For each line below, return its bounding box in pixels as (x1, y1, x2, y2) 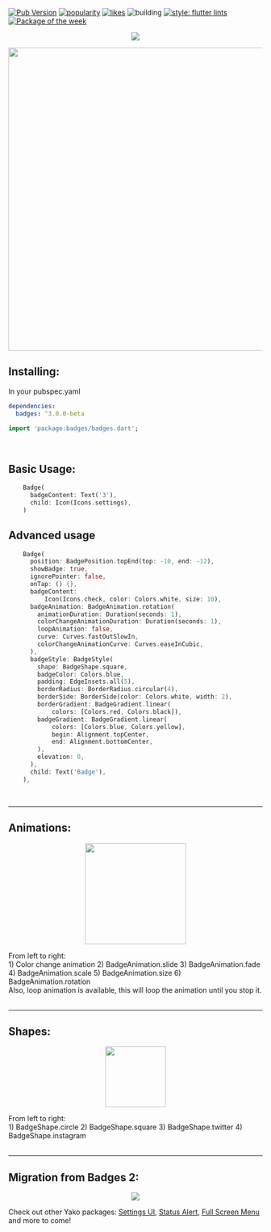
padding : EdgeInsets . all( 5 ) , (37, 677, 135, 686)
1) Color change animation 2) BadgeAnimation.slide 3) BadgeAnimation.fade (8, 959, 261, 969)
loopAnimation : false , (37, 625, 114, 634)
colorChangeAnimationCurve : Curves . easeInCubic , (37, 640, 204, 648)
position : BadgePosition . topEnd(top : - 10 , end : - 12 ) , (29, 558, 215, 566)
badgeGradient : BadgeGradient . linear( (37, 715, 168, 724)
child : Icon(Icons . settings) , (29, 499, 131, 507)
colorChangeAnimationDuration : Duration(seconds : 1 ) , (37, 618, 222, 626)
